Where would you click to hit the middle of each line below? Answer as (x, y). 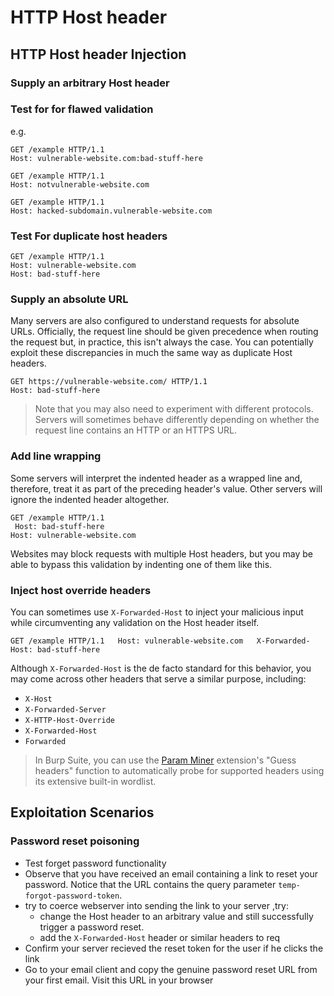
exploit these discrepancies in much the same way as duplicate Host (151, 353)
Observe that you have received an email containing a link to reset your (171, 873)
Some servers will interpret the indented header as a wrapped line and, (156, 478)
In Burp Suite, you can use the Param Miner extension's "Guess (165, 760)
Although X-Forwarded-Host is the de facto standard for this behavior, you (161, 668)
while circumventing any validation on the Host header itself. (135, 622)
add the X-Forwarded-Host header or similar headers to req (160, 937)
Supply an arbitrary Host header (90, 83)
